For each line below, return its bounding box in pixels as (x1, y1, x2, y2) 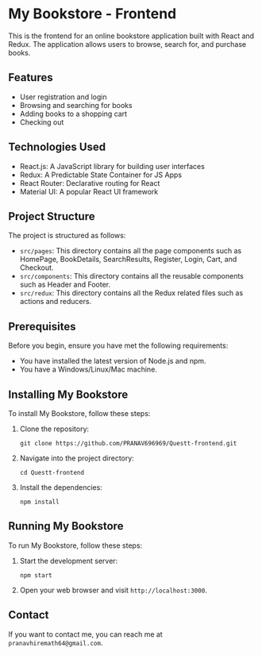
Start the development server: (19, 556, 118, 565)
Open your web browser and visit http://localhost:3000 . (19, 585, 208, 595)
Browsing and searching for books (19, 100, 133, 110)
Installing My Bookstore (8, 387, 129, 401)
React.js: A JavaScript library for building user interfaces (19, 161, 205, 171)
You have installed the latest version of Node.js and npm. (19, 356, 206, 366)
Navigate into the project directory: (19, 453, 135, 463)
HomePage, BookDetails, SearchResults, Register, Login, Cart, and (19, 255, 237, 264)
